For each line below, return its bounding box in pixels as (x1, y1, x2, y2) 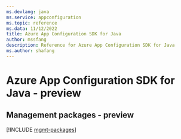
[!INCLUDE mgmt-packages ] (6, 126, 76, 133)
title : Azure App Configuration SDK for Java (6, 31, 121, 37)
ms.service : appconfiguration (6, 14, 82, 20)
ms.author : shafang (6, 48, 55, 54)
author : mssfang (6, 37, 47, 43)
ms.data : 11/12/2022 (6, 25, 58, 32)
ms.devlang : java (6, 8, 50, 15)
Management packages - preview (6, 110, 134, 120)
